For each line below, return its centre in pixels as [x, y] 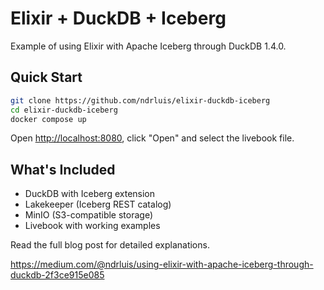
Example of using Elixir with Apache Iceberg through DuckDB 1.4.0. [148, 46]
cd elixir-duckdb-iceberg [64, 110]
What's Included [63, 169]
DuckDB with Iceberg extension [90, 194]
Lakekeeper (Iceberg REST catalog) [98, 204]
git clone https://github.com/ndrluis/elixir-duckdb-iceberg [140, 100]
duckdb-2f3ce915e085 [57, 275]
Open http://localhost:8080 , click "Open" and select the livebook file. [152, 138]
